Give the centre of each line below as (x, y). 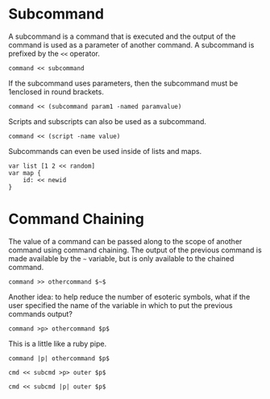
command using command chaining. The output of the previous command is (135, 250)
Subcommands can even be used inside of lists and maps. (105, 151)
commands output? (40, 314)
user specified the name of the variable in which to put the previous (120, 305)
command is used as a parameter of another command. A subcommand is (131, 44)
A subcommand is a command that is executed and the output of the (122, 36)
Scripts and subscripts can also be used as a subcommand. (108, 121)
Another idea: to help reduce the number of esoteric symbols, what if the (129, 297)
